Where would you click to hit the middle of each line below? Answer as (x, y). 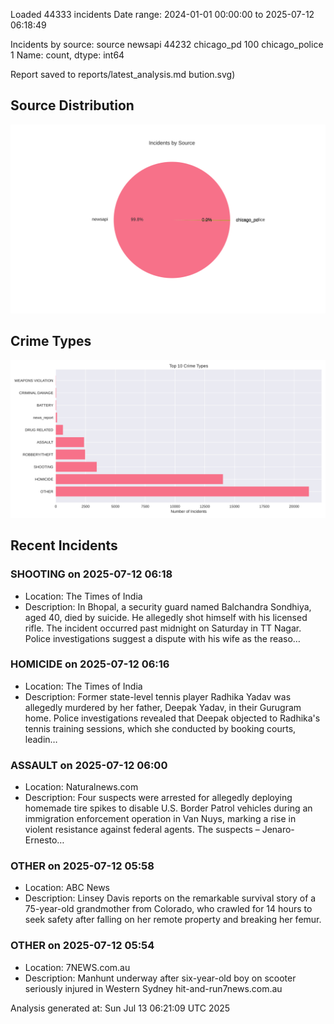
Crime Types (51, 341)
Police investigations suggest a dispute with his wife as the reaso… (162, 638)
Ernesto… (44, 840)
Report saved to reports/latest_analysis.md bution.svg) (123, 74)
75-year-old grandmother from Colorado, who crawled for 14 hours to (168, 909)
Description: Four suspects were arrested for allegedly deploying (158, 798)
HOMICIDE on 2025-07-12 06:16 (90, 664)
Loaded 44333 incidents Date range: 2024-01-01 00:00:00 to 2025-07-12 (162, 14)
